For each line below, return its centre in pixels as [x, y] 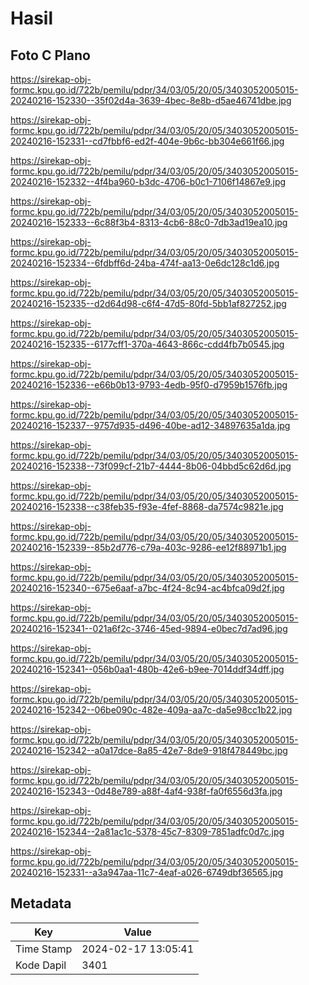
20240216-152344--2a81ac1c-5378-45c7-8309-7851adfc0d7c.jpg [147, 831]
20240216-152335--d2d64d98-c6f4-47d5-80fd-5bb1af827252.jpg [148, 303]
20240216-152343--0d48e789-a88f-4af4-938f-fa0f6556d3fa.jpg [146, 791]
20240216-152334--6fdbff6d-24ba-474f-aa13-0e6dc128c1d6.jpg [145, 263]
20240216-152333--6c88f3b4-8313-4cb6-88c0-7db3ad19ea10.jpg [149, 222]
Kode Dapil [41, 965]
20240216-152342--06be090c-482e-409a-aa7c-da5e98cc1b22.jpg [151, 710]
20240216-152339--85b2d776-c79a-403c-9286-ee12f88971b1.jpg [148, 547]
